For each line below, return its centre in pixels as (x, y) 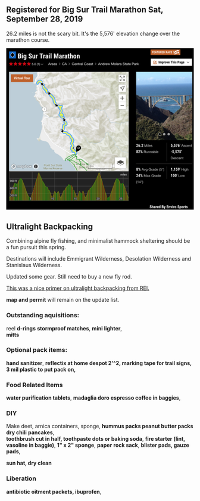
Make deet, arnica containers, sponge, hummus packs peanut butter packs (100, 426)
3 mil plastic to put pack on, (41, 369)
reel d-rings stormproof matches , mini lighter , (64, 328)
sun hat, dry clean (29, 463)
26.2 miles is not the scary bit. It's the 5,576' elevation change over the (93, 33)
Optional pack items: (37, 350)
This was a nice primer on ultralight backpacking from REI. (78, 288)
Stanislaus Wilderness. (34, 265)
